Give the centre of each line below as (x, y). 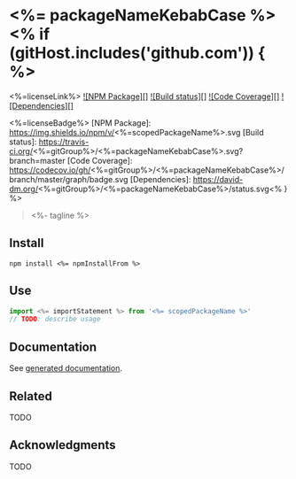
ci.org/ (21, 151)
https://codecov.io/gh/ (50, 170)
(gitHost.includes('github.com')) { (137, 53)
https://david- (218, 179)
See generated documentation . (66, 368)
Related (31, 396)
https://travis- (64, 142)
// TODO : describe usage (55, 320)
